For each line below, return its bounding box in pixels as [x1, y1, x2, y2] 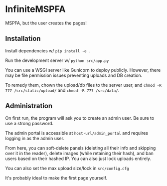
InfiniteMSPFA [5, 3, 66, 15]
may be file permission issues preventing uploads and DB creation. [5, 72, 143, 78]
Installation [5, 34, 41, 43]
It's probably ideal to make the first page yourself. [5, 175, 108, 181]
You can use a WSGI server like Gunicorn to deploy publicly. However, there [5, 67, 161, 73]
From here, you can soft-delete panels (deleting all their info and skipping [5, 145, 156, 151]
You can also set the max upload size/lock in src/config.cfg [5, 165, 129, 171]
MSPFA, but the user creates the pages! [5, 20, 87, 26]
